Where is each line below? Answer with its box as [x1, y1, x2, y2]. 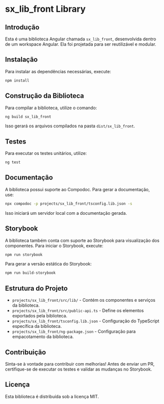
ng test [5, 160, 21, 165]
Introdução [5, 23, 40, 31]
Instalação [5, 56, 38, 64]
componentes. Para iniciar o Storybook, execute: [5, 242, 104, 249]
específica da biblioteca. [12, 323, 62, 329]
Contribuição [5, 348, 47, 356]
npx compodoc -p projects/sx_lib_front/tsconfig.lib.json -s [5, 201, 133, 206]
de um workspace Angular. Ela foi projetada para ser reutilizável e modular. [5, 41, 157, 47]
